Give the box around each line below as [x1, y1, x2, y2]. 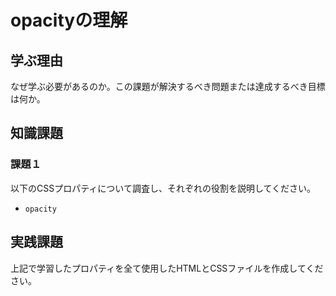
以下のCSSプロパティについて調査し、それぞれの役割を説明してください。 [10, 182, 317, 194]
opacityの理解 [10, 9, 128, 32]
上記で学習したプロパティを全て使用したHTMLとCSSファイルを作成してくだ [10, 262, 324, 274]
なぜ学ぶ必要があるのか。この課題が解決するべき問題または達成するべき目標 [10, 81, 326, 92]
